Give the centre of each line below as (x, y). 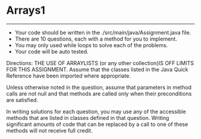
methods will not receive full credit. (49, 130)
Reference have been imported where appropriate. (68, 76)
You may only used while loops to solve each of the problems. (91, 45)
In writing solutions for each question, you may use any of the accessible (96, 112)
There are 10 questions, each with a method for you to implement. (96, 39)
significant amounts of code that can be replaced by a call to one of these (97, 124)
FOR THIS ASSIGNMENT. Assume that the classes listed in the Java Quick (97, 69)
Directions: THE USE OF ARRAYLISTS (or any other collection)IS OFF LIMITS (100, 63)
